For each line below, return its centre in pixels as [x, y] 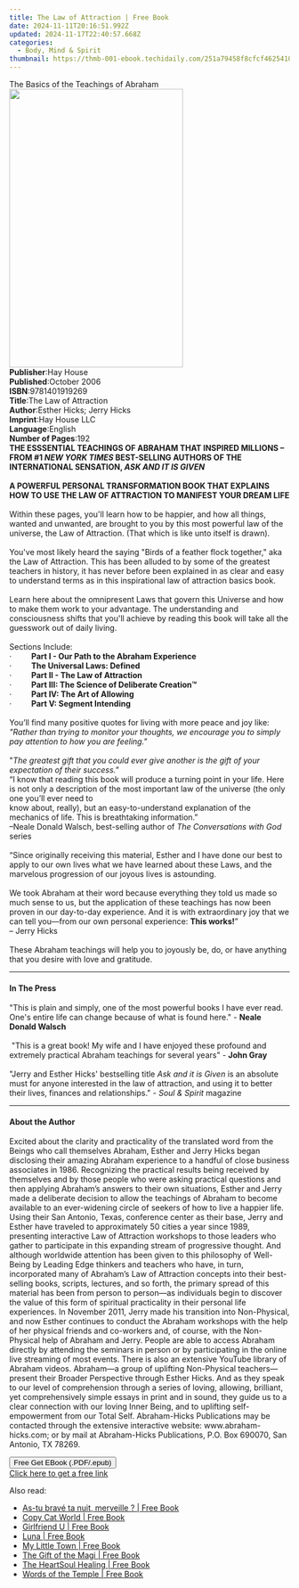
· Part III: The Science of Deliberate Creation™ [103, 684]
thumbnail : [29, 59]
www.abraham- [232, 1426]
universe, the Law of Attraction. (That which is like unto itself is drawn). [140, 533]
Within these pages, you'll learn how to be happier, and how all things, [138, 514]
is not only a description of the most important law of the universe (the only [147, 789]
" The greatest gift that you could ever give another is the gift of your [135, 760]
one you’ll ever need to [51, 798]
